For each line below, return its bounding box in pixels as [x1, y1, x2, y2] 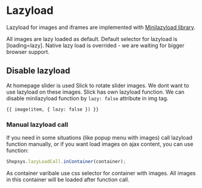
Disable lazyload [6, 66, 71, 76]
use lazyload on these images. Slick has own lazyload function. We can [6, 88, 185, 96]
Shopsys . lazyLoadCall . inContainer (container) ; [6, 158, 126, 165]
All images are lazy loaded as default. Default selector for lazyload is [6, 35, 178, 42]
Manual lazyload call [6, 120, 69, 129]
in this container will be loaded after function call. [6, 176, 130, 183]
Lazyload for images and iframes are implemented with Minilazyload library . [6, 24, 196, 31]
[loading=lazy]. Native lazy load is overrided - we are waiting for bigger [6, 42, 185, 49]
